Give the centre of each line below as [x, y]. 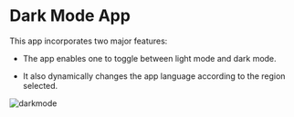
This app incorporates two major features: [89, 41]
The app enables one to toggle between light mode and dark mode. [149, 58]
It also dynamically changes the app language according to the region [154, 76]
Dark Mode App [70, 16]
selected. [40, 85]
